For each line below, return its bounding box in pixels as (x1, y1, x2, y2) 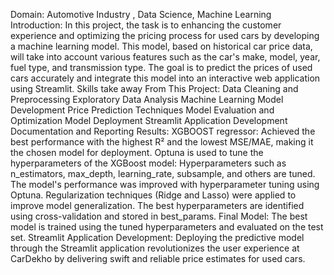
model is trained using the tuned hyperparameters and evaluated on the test (10, 221, 324, 233)
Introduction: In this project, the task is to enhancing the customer (10, 19, 282, 31)
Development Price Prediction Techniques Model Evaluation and (10, 104, 275, 116)
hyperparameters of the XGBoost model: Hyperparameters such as (10, 157, 287, 169)
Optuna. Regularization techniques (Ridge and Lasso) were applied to (10, 189, 297, 201)
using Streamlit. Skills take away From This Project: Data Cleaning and (10, 83, 299, 94)
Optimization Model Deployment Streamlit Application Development (10, 115, 288, 126)
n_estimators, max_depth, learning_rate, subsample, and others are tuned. (10, 168, 316, 179)
